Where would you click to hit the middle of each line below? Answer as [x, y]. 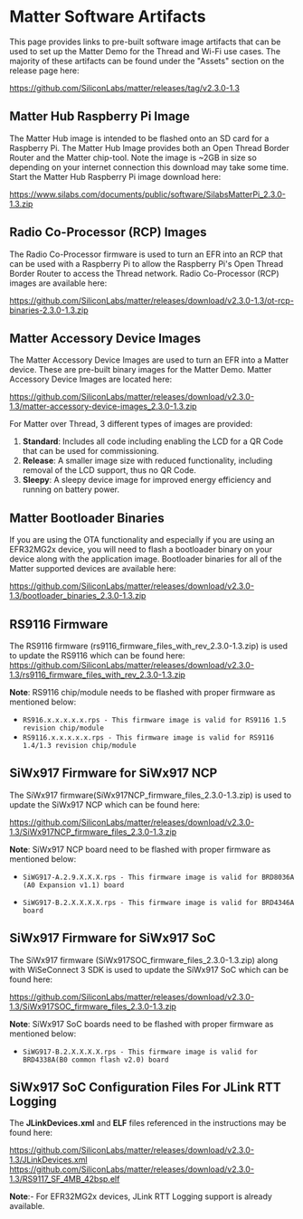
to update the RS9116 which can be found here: [97, 656]
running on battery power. [71, 489]
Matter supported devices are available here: [93, 569]
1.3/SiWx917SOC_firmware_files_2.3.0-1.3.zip [93, 1006]
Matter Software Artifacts [108, 17]
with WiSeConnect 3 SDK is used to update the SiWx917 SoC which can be [149, 969]
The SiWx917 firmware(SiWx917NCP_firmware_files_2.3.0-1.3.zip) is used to [151, 795]
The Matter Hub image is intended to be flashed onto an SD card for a [139, 138]
